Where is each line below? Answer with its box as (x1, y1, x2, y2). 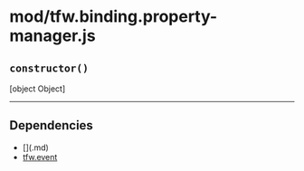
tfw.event (22, 151, 58, 162)
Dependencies (9, 118, 93, 133)
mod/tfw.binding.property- (9, 6, 218, 27)
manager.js (9, 25, 97, 46)
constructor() (9, 62, 89, 74)
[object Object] (9, 83, 66, 94)
